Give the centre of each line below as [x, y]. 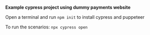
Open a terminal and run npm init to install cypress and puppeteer [75, 17]
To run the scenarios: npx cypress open [46, 27]
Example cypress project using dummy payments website [68, 7]
